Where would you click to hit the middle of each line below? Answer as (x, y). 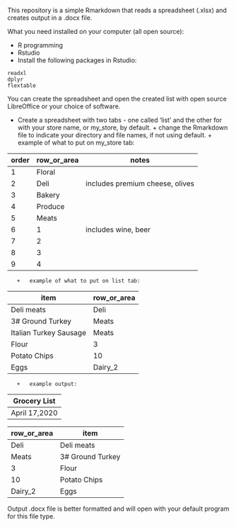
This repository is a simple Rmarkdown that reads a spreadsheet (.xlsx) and (117, 10)
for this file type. (31, 516)
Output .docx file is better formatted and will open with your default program (118, 509)
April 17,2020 (34, 413)
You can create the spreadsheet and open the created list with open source (117, 99)
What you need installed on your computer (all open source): (96, 32)
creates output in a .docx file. (50, 18)
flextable (22, 86)
